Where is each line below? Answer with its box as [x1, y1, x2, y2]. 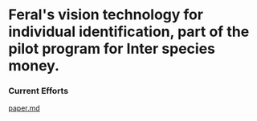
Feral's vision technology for [8, 6, 203, 24]
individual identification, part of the [8, 22, 250, 41]
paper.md [8, 103, 40, 113]
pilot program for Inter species [8, 40, 215, 58]
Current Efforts [8, 86, 69, 97]
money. [8, 57, 60, 75]
